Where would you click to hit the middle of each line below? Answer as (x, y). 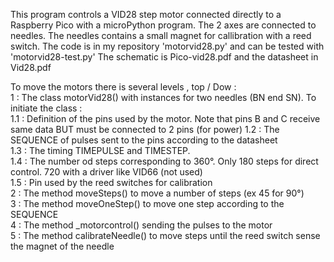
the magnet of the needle (62, 246)
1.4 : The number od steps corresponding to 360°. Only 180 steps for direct (164, 161)
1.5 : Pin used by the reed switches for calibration (111, 182)
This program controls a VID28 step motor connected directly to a (146, 14)
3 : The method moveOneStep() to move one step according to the (147, 203)
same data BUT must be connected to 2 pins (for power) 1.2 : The (145, 129)
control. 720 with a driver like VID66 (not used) (106, 172)
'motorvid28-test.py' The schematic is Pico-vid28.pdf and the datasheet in (164, 57)
